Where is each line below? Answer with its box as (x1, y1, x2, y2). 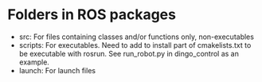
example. (18, 57, 49, 67)
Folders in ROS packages (7, 6, 177, 24)
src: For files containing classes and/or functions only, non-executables (18, 32, 254, 41)
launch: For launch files (18, 65, 96, 75)
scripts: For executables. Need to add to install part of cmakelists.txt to (18, 40, 252, 49)
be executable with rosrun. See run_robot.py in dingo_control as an (18, 49, 240, 58)
